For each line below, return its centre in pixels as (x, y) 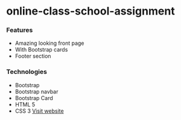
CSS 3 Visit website (40, 111)
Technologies (27, 72)
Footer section (33, 56)
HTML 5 (25, 104)
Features (20, 30)
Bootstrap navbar (37, 92)
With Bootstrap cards (41, 50)
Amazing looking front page (49, 43)
